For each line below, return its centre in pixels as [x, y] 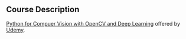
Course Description [43, 10]
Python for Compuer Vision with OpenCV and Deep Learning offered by [93, 23]
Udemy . [16, 30]
